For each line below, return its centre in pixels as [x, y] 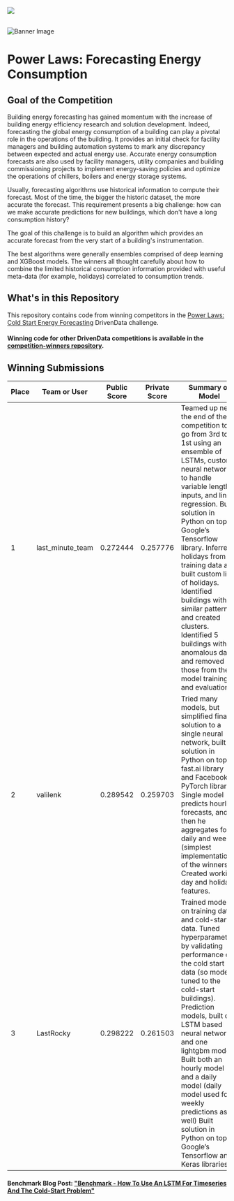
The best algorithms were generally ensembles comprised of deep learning [115, 254]
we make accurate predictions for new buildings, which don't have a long [112, 212]
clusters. [195, 627]
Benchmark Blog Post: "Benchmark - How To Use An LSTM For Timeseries [117, 1183]
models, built [202, 1016]
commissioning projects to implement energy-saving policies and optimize [114, 169]
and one [194, 1042]
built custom [201, 574]
